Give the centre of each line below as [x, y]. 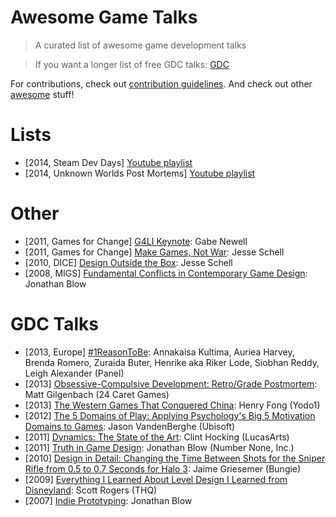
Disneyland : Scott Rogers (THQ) [91, 490]
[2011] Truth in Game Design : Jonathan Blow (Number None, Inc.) [159, 447]
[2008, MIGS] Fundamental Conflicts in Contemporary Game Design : [166, 273]
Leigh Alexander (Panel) [74, 373]
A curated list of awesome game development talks [140, 45]
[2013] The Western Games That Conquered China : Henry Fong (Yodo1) [172, 405]
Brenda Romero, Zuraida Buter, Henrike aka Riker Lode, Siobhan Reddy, [172, 362]
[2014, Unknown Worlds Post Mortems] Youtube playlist [140, 173]
